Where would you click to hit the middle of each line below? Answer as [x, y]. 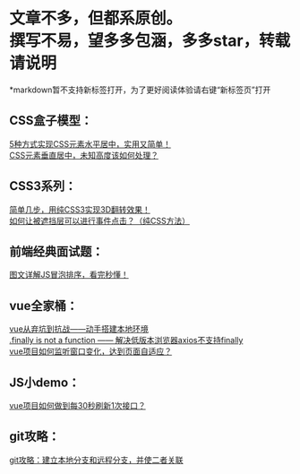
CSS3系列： [43, 186]
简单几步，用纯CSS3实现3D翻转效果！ [80, 209]
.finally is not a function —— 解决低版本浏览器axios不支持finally [126, 340]
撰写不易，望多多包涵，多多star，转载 [150, 41]
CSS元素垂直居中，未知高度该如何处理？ [84, 155]
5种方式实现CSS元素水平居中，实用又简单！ [90, 143]
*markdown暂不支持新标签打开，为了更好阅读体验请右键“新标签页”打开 [140, 90]
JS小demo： [45, 382]
